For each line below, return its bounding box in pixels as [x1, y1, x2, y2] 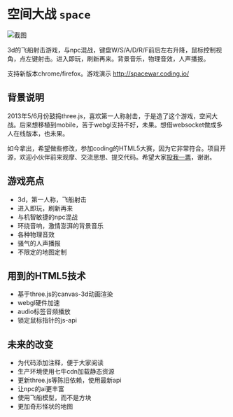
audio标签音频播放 [17, 307, 71, 316]
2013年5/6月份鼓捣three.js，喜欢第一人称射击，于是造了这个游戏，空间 [7, 111, 212, 120]
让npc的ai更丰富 [17, 385, 64, 393]
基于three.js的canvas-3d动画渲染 [17, 290, 113, 298]
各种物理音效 [17, 230, 55, 239]
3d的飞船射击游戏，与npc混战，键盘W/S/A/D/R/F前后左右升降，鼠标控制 [7, 45, 216, 54]
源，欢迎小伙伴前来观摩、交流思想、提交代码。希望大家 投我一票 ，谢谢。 [7, 153, 216, 161]
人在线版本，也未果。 [7, 129, 69, 137]
